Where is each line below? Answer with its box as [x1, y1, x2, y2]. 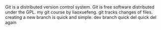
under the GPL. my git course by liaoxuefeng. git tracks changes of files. [5, 9, 153, 15]
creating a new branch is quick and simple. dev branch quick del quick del [5, 15, 157, 20]
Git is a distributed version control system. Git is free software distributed [5, 4, 155, 10]
